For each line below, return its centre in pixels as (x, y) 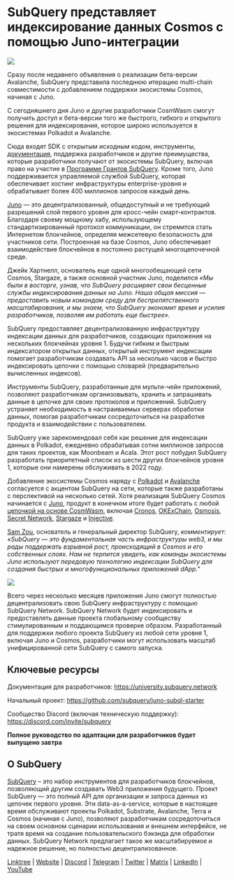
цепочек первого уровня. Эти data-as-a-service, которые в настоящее (112, 804)
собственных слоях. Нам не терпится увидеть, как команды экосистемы (117, 554)
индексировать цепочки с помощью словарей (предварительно (103, 366)
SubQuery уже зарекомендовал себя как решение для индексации (107, 437)
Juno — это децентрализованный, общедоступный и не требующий (109, 205)
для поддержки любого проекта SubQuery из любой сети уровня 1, (108, 633)
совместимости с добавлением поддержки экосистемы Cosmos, (105, 89)
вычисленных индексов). (45, 373)
